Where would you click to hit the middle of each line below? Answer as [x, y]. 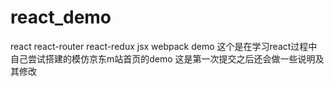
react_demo [61, 17]
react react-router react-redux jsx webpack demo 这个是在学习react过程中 [164, 46]
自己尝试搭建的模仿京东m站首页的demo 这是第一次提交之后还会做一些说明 [163, 58]
